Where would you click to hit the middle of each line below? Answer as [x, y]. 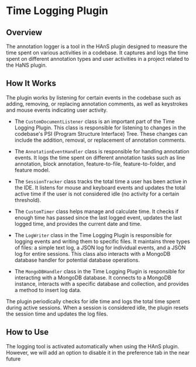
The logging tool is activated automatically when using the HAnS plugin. [93, 346]
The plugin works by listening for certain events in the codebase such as [94, 97]
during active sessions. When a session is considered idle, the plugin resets [97, 307]
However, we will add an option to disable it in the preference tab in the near [98, 352]
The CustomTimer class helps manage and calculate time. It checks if [97, 211]
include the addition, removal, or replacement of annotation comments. [100, 140]
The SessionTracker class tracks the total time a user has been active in [101, 181]
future [13, 359]
